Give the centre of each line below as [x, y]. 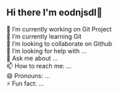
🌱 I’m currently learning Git [44, 36]
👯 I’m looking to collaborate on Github [59, 43]
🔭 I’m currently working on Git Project [59, 29]
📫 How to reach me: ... [39, 66]
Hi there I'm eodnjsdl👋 [55, 13]
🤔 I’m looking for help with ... [47, 51]
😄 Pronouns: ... [28, 75]
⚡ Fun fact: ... [25, 83]
